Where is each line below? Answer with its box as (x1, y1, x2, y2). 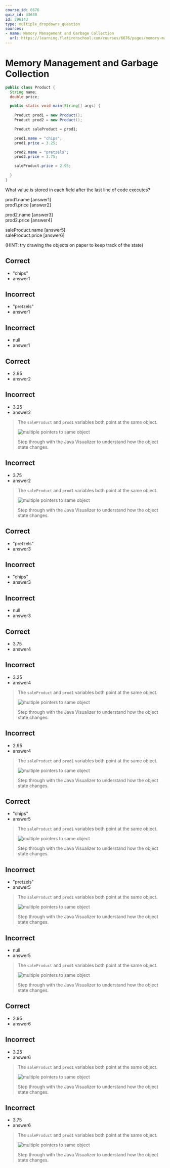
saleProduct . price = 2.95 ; (14, 163, 71, 168)
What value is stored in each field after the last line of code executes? (5, 187, 151, 193)
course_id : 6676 (5, 7, 39, 13)
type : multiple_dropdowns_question (5, 21, 80, 27)
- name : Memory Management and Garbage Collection (5, 31, 114, 36)
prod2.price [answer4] (5, 217, 53, 223)
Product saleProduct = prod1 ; (14, 126, 78, 132)
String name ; (10, 90, 37, 95)
